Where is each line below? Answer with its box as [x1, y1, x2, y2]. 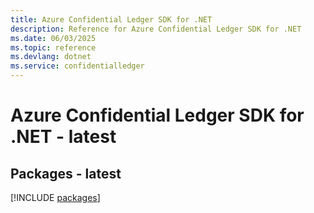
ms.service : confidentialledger [10, 61, 145, 71]
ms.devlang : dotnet [10, 52, 92, 62]
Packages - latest [10, 165, 122, 182]
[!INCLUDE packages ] [10, 192, 101, 203]
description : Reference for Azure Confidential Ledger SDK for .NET [10, 24, 302, 34]
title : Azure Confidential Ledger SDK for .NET [10, 14, 213, 25]
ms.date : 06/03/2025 [10, 33, 97, 43]
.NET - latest [10, 126, 117, 148]
